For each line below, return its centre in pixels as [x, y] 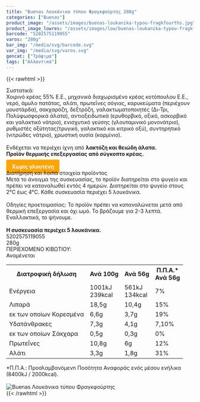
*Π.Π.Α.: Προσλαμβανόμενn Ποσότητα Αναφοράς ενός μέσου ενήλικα [94, 367]
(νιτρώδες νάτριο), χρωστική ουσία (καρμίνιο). [64, 134]
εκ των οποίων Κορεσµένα [47, 314]
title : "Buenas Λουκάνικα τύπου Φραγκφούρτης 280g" [71, 12]
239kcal [101, 294]
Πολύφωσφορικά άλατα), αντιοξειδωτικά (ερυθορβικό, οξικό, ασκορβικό [96, 116]
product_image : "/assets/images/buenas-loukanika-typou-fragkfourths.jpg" [101, 23]
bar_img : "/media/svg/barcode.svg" [50, 45]
